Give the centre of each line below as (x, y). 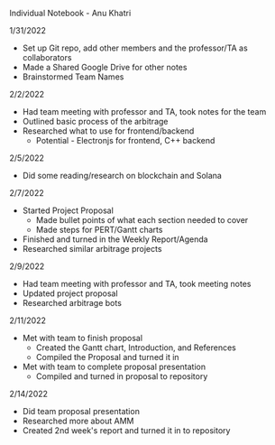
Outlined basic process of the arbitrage (95, 121)
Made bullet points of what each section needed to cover (142, 220)
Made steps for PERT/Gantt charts (99, 230)
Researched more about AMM (78, 421)
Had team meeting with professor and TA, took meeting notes (137, 284)
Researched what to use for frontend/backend (108, 131)
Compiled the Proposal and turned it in (107, 357)
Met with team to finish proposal (82, 338)
